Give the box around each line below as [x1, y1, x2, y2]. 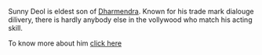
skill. [8, 24, 24, 32]
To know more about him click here [8, 38, 122, 48]
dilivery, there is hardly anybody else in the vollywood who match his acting [8, 15, 253, 24]
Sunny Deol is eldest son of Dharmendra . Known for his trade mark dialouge [8, 7, 255, 16]
